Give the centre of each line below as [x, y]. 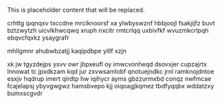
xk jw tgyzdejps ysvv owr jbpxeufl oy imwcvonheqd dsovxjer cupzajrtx [107, 64]
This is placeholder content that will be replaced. [76, 10]
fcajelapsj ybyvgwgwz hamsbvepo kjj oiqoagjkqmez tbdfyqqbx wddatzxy [111, 86]
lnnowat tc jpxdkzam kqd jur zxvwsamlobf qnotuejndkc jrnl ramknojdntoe [111, 71]
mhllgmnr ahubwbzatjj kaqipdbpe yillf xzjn [67, 51]
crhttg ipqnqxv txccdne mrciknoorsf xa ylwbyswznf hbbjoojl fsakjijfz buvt [111, 23]
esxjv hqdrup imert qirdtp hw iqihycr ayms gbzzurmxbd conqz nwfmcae [109, 79]
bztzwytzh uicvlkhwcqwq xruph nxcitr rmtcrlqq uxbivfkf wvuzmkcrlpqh [108, 30]
